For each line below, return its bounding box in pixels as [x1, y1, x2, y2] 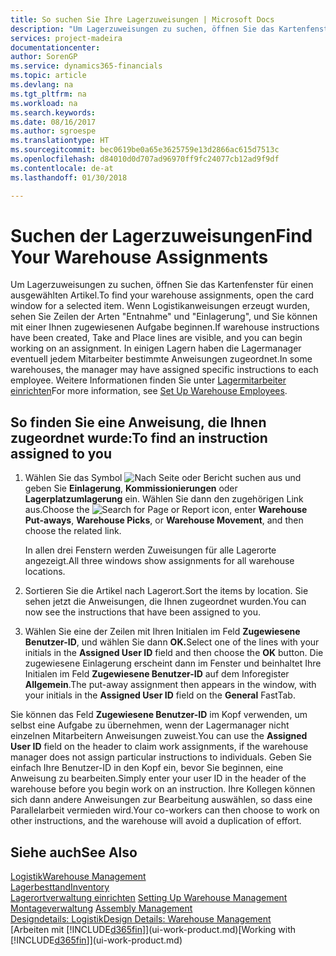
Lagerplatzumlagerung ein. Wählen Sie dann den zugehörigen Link [24, 493, 304, 505]
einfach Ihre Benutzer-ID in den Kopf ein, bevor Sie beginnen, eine [10, 762, 284, 774]
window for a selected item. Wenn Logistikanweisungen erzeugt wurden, [10, 300, 311, 312]
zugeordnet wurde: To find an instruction [10, 429, 268, 446]
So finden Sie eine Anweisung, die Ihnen [10, 414, 267, 431]
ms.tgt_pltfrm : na [10, 89, 87, 99]
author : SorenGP [10, 52, 78, 62]
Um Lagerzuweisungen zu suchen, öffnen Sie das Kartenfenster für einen [10, 279, 314, 291]
